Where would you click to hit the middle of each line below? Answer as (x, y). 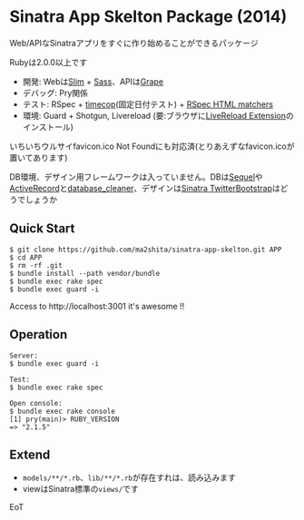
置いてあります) (39, 157)
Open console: (36, 403)
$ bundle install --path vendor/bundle (85, 273)
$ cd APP (26, 257)
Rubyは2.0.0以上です (49, 62)
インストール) (48, 127)
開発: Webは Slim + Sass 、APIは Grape (93, 81)
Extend (30, 454)
